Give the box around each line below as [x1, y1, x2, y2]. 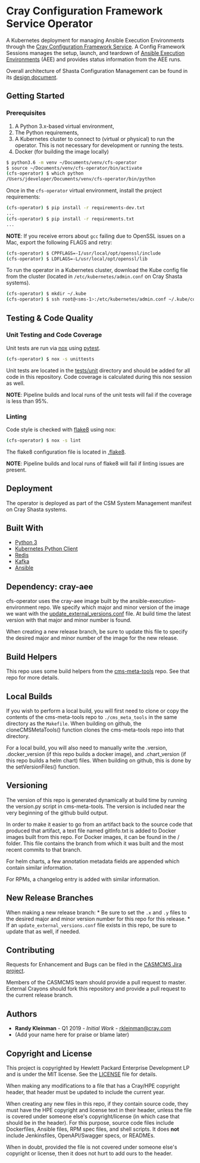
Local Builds [6, 691, 52, 702]
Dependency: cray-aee [6, 581, 93, 592]
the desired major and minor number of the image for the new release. [6, 635, 179, 642]
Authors [6, 1009, 37, 1019]
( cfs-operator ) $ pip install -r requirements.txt [6, 216, 135, 222]
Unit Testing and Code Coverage [6, 330, 102, 339]
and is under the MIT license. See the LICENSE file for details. [6, 1070, 158, 1078]
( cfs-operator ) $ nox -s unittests [6, 356, 95, 362]
